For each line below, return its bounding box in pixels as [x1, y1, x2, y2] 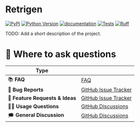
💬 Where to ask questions [5, 49, 116, 60]
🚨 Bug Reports [8, 86, 44, 93]
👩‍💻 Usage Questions [8, 102, 59, 110]
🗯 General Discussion [8, 111, 64, 118]
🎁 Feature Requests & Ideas [8, 94, 77, 101]
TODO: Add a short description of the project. [5, 30, 101, 36]
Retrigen [5, 4, 42, 15]
